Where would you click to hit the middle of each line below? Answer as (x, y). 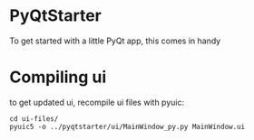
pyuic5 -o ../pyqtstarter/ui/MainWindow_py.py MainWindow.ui (127, 126)
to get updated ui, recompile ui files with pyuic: (97, 102)
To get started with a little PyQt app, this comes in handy (115, 41)
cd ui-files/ (34, 118)
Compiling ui (58, 77)
